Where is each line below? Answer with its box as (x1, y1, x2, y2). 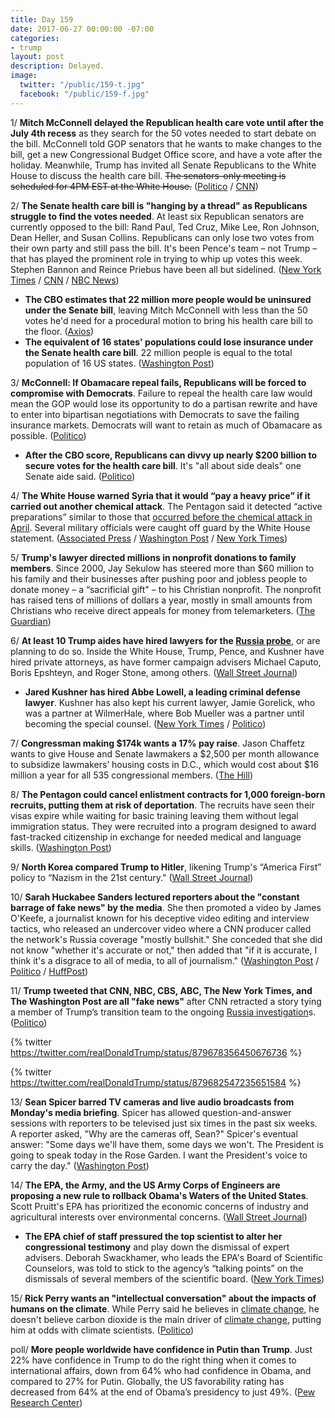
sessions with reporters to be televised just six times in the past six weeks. (10, 1117, 318, 1129)
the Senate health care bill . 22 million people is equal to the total (24, 346, 293, 358)
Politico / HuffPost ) (10, 965, 89, 977)
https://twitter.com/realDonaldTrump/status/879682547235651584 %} (10, 1076, 302, 1088)
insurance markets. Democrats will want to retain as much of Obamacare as (10, 419, 323, 431)
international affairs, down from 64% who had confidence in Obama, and (10, 1364, 312, 1376)
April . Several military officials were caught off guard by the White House (10, 521, 311, 533)
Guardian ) (10, 615, 52, 627)
